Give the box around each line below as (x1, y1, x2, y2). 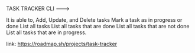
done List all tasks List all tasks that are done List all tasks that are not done (6, 23, 190, 29)
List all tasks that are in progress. (6, 29, 87, 36)
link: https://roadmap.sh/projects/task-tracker (6, 41, 118, 47)
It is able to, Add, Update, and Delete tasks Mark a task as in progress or (6, 16, 183, 23)
